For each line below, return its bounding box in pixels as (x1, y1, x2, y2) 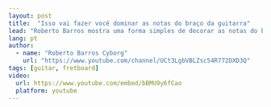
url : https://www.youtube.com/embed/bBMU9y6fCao (15, 79, 182, 87)
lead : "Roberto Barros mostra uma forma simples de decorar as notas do (8, 27, 258, 35)
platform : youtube (15, 86, 78, 95)
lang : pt (8, 34, 38, 43)
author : (8, 42, 35, 50)
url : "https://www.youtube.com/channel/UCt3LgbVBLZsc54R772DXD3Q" (23, 57, 251, 65)
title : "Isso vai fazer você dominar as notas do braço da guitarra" (8, 19, 251, 27)
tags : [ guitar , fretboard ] (8, 64, 99, 72)
